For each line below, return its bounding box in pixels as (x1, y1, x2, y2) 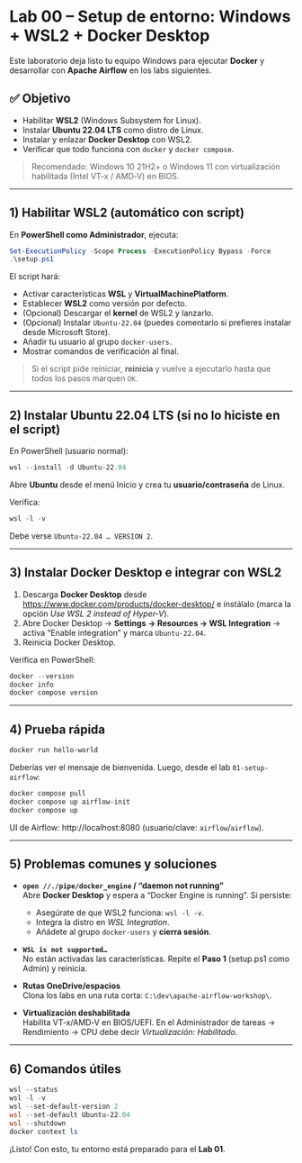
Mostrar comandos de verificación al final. (22, 346, 180, 357)
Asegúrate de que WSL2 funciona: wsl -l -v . (35, 907, 205, 918)
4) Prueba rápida (9, 722, 106, 737)
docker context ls (9, 1127, 78, 1136)
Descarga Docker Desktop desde (22, 588, 147, 600)
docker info (9, 680, 54, 689)
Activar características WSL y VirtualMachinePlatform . (22, 288, 229, 299)
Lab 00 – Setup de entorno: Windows (9, 6, 291, 27)
